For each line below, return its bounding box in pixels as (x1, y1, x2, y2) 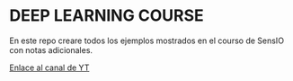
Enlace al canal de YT (9, 62, 90, 73)
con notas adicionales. (9, 44, 93, 55)
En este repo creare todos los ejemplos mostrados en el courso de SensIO (9, 35, 285, 46)
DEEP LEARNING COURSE (9, 5, 204, 26)
